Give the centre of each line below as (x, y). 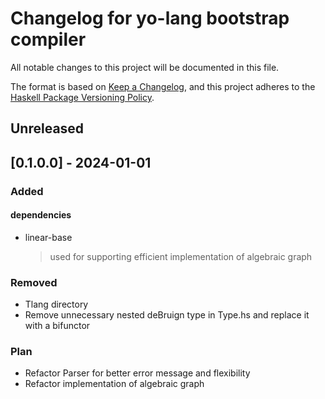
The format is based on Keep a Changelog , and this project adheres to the (163, 86)
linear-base (48, 237)
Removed (34, 282)
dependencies (41, 215)
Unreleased (47, 128)
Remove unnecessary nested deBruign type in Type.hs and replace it (167, 315)
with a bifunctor (57, 326)
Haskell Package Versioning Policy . (82, 97)
